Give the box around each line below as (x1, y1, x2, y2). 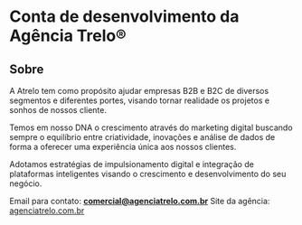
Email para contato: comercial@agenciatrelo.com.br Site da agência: (9, 196, 270, 206)
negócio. (9, 178, 42, 189)
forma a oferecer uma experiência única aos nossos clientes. (9, 142, 237, 152)
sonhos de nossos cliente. (9, 105, 107, 115)
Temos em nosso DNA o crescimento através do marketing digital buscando (9, 122, 293, 133)
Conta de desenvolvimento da (9, 6, 240, 27)
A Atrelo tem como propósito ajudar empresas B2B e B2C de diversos (9, 86, 269, 96)
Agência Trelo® (9, 25, 127, 46)
